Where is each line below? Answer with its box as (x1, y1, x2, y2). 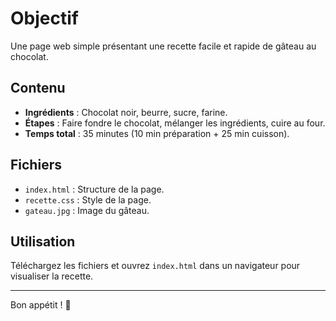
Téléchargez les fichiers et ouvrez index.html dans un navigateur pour (10, 260, 301, 272)
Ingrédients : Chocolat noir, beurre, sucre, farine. (24, 106, 228, 118)
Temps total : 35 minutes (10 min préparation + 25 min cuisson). (24, 127, 290, 139)
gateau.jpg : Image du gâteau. (24, 204, 150, 216)
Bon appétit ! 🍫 (10, 299, 72, 311)
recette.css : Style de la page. (24, 193, 152, 206)
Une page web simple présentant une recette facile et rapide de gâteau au (10, 40, 317, 52)
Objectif (10, 7, 79, 30)
